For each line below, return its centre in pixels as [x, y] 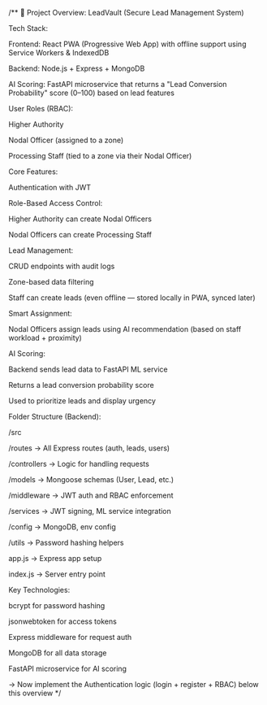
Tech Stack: [28, 28]
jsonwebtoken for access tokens [63, 621]
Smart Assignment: [41, 313]
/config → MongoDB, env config [62, 527]
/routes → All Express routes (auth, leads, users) [89, 448]
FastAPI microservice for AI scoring [68, 668]
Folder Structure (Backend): [55, 416]
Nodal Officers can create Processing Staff [80, 235]
